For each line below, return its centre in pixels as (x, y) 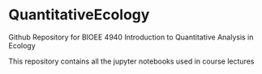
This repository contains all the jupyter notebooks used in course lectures (131, 61)
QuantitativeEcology (79, 15)
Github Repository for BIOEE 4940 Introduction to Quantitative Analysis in (131, 37)
